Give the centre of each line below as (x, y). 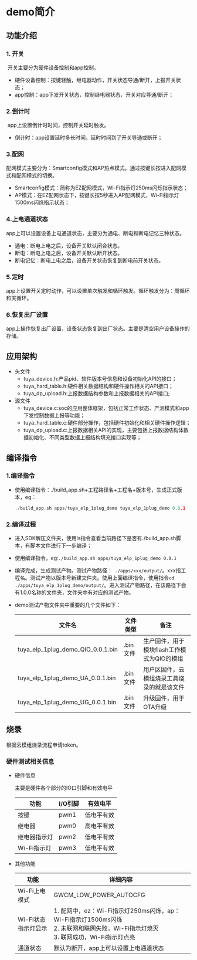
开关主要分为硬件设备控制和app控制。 (53, 67)
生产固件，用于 (164, 641)
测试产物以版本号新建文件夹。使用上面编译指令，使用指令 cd (102, 578)
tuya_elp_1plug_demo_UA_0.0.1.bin (67, 678)
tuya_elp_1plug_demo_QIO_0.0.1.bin (68, 650)
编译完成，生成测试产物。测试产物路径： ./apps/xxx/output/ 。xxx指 (98, 571)
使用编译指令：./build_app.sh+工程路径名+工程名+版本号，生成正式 (96, 490)
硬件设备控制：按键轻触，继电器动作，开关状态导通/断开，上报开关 (95, 80)
